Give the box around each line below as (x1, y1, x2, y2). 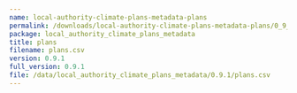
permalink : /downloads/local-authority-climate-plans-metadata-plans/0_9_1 (9, 21, 294, 30)
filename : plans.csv (9, 46, 86, 55)
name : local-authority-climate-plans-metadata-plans (9, 12, 208, 22)
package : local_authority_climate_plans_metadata (9, 29, 196, 38)
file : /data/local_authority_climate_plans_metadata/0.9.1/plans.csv (9, 71, 271, 80)
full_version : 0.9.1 (9, 63, 86, 72)
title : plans (9, 37, 57, 47)
